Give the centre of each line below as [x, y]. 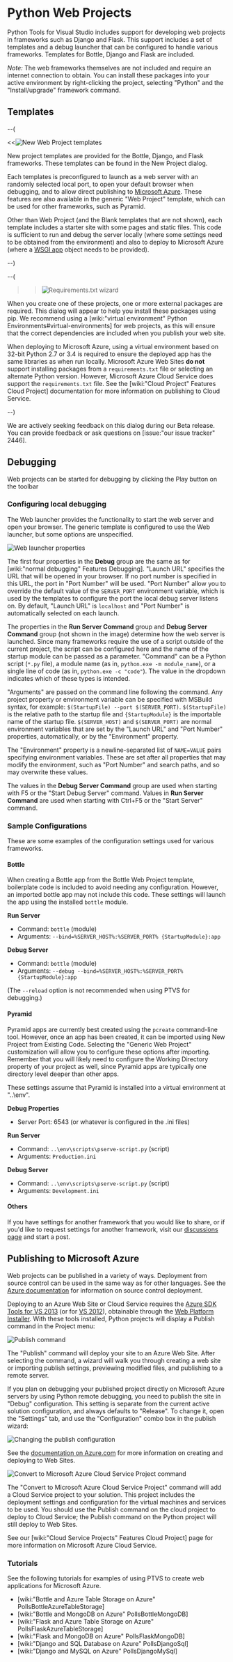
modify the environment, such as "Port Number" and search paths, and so [114, 764]
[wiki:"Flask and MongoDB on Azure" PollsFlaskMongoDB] [101, 1636]
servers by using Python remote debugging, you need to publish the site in [114, 1396]
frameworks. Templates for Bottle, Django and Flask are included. [101, 54]
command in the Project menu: [51, 1326]
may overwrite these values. [48, 772]
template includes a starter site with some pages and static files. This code [114, 227]
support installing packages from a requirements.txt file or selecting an [110, 369]
